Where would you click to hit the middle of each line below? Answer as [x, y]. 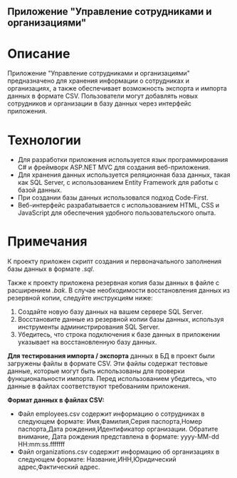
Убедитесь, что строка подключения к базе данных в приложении [119, 335]
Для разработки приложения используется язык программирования [123, 160]
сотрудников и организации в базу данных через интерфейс [100, 103]
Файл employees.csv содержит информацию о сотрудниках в [111, 414]
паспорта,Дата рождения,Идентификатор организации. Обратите [118, 429]
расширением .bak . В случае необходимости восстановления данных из [118, 290]
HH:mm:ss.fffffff [41, 444]
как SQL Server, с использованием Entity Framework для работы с [118, 183]
